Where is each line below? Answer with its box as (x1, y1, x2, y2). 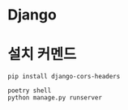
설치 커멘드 (7, 45, 77, 64)
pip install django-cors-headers (7, 73, 121, 81)
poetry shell (7, 87, 52, 95)
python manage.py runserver (7, 94, 103, 102)
